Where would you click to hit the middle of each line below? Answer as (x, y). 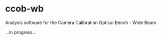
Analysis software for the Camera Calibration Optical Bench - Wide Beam (81, 22)
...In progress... (21, 32)
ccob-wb (25, 9)
